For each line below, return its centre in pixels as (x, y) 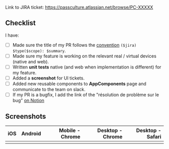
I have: (12, 35)
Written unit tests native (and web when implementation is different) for (87, 67)
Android (31, 134)
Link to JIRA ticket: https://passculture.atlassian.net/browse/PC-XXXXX (79, 7)
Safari (154, 137)
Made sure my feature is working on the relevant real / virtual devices (84, 56)
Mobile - (69, 130)
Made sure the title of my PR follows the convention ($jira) (74, 45)
